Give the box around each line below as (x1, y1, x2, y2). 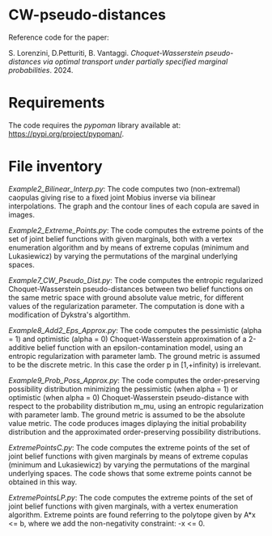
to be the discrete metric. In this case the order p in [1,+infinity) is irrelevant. (8, 360, 261, 369)
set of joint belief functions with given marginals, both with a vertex (8, 234, 233, 243)
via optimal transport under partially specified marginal (43, 57, 228, 66)
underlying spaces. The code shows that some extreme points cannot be (8, 468, 253, 478)
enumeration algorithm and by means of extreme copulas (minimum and (8, 243, 249, 252)
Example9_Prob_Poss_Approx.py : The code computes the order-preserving (8, 375, 261, 385)
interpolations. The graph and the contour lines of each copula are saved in (8, 200, 260, 211)
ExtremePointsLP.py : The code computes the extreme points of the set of (8, 492, 253, 502)
